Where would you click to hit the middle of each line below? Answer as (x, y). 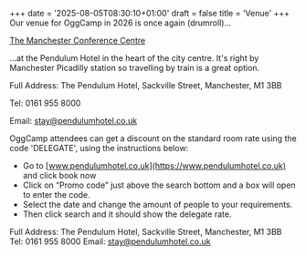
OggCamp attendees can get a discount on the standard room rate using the (153, 138)
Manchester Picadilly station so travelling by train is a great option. (135, 68)
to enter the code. (56, 195)
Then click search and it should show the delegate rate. (127, 214)
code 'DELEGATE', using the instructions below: (99, 148)
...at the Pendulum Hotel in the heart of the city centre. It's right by (134, 58)
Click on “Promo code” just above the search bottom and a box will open (159, 185)
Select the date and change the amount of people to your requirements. (158, 205)
